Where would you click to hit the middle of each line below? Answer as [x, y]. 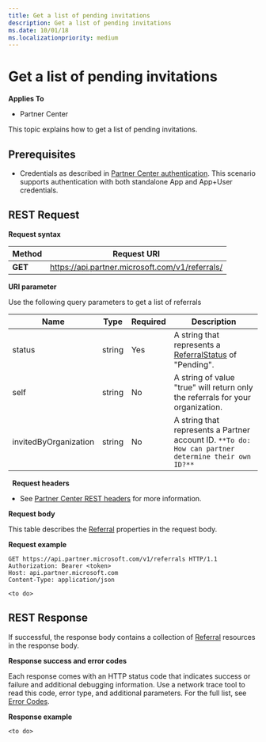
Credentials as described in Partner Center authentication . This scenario [137, 173]
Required [148, 322]
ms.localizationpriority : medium [63, 38]
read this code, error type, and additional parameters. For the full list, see [127, 693]
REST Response [48, 618]
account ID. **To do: [212, 439]
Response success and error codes [68, 660]
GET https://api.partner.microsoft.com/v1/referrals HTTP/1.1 [113, 559]
